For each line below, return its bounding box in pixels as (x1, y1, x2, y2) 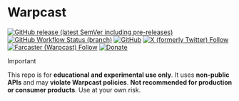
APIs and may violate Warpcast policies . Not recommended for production (7, 78, 233, 86)
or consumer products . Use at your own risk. (7, 85, 141, 94)
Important (7, 56, 36, 65)
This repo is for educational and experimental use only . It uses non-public (7, 70, 230, 79)
